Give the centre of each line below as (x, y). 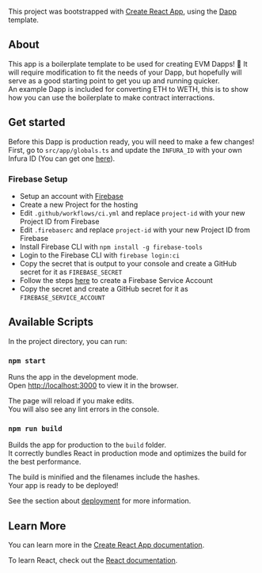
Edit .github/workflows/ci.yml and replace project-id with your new (132, 212)
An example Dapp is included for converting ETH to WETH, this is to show (129, 89)
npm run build (35, 428)
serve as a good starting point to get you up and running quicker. (114, 80)
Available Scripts (51, 322)
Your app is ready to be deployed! (63, 486)
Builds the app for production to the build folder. (87, 445)
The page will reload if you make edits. (71, 401)
